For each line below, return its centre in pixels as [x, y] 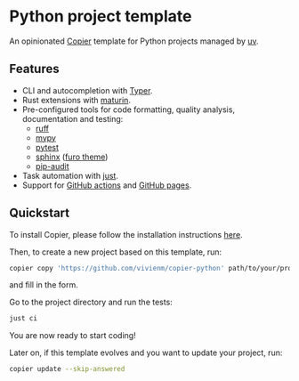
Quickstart [40, 213]
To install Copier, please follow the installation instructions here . [126, 234]
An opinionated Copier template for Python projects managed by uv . [134, 41]
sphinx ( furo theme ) [72, 157]
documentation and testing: [73, 118]
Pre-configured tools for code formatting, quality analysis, [129, 109]
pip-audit [52, 166]
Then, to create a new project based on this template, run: [116, 252]
